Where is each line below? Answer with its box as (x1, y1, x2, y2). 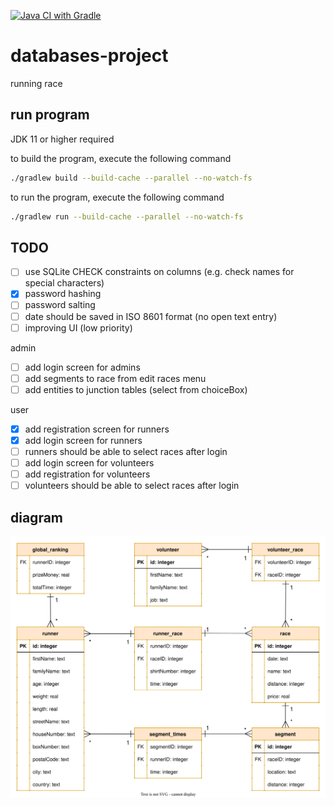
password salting (24, 299, 96, 311)
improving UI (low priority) (24, 321, 133, 334)
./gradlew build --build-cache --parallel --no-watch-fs (10, 173, 253, 183)
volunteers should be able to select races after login (24, 480, 240, 492)
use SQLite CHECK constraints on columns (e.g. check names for (24, 266, 295, 278)
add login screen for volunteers (24, 457, 155, 469)
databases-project (10, 45, 169, 67)
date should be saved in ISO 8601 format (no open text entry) (24, 310, 278, 322)
